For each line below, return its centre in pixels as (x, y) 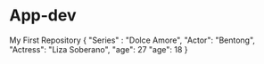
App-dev (43, 16)
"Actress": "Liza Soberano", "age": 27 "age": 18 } (99, 49)
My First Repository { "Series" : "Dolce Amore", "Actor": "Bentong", (132, 40)
